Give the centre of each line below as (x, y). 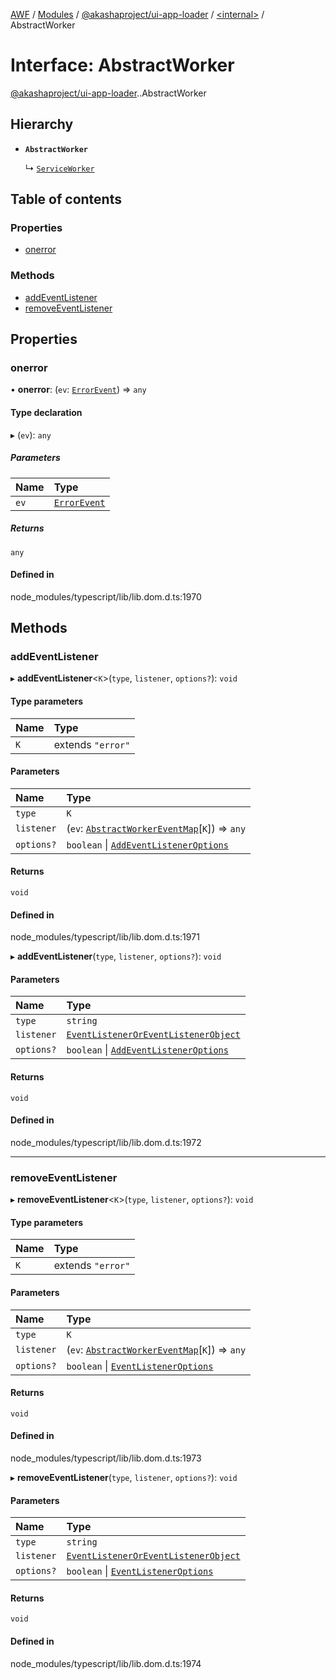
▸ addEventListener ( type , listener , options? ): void (116, 956)
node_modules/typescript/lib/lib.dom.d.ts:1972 (106, 1142)
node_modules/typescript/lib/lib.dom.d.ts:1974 (106, 1663)
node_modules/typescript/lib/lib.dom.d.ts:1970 (106, 596)
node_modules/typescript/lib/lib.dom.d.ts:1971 (105, 937)
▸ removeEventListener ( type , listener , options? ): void (124, 1477)
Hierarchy (42, 124)
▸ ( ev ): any (31, 435)
